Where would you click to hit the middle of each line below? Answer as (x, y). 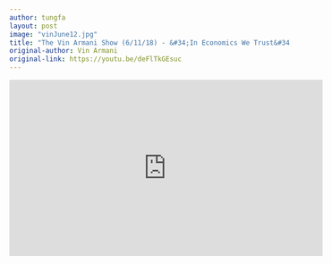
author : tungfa (38, 17)
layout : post (34, 26)
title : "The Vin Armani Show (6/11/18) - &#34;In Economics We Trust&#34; (152, 43)
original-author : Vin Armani (64, 51)
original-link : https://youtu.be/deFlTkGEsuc (95, 59)
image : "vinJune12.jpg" (54, 34)
